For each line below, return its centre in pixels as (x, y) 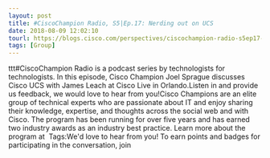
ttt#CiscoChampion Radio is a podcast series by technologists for (117, 68)
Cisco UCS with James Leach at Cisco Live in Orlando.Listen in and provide (133, 86)
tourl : (19, 38)
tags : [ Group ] (32, 46)
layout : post (30, 16)
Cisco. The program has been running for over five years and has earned (129, 120)
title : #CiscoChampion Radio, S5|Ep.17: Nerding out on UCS (111, 23)
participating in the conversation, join (70, 145)
